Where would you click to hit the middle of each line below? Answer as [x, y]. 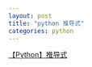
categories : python [41, 31]
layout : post [30, 16]
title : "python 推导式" [46, 23]
